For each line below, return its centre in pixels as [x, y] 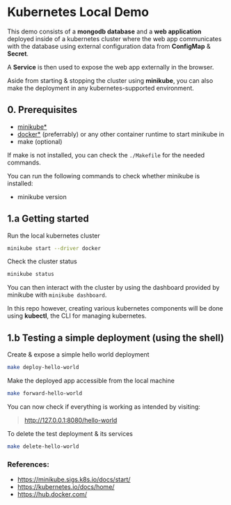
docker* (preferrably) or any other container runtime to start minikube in [121, 134]
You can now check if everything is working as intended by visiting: [104, 406]
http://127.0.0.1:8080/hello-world [71, 420]
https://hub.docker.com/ [52, 495]
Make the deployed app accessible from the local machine [91, 381]
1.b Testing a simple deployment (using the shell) [116, 337]
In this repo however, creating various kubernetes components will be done [115, 309]
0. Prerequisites [42, 110]
